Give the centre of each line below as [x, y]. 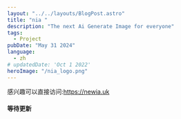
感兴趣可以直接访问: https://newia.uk [58, 91]
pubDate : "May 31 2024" [41, 45]
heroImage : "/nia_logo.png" [48, 71]
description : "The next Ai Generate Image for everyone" [91, 26]
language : [21, 52]
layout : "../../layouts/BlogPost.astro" [66, 13]
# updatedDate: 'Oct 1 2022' [49, 65]
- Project [27, 39]
